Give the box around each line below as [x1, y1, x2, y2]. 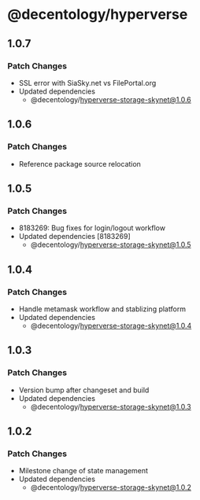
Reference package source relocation [18, 159, 141, 168]
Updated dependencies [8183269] [18, 232, 131, 241]
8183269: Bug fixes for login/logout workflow [18, 223, 166, 233]
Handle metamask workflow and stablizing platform [18, 304, 187, 314]
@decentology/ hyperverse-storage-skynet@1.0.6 [30, 94, 192, 104]
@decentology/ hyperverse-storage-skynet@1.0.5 [30, 240, 191, 249]
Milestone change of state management [18, 466, 149, 476]
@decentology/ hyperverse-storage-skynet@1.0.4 [30, 321, 192, 330]
